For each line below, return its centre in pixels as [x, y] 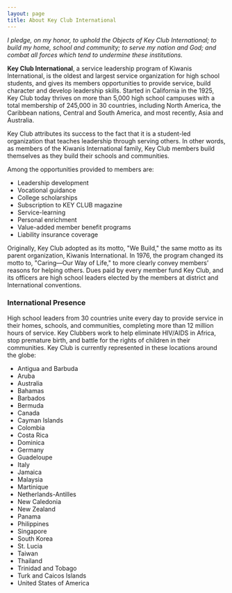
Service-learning [41, 212]
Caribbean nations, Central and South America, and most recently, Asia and [115, 113]
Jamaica [30, 472]
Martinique [33, 487]
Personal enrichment [47, 219]
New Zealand [36, 509]
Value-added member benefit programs [74, 227]
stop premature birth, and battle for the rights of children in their [99, 340]
